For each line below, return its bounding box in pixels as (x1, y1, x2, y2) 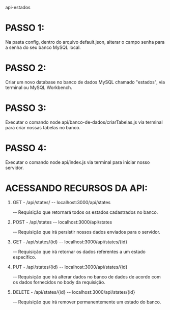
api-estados (5, 5, 31, 10)
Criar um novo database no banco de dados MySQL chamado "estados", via (5, 79, 165, 85)
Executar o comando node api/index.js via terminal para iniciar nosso (5, 159, 150, 165)
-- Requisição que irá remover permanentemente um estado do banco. (12, 299, 161, 305)
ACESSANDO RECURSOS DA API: (5, 182, 148, 194)
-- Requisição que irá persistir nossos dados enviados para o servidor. (12, 229, 160, 235)
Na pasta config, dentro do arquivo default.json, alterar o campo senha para (5, 39, 165, 45)
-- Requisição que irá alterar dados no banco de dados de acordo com (12, 273, 161, 279)
